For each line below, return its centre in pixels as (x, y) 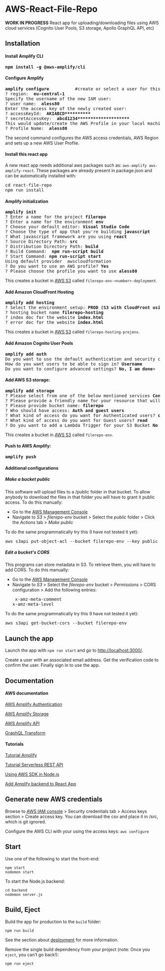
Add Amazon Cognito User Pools (39, 343)
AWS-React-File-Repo (51, 9)
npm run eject (20, 964)
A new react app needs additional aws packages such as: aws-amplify (76, 165)
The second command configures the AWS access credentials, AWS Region (82, 138)
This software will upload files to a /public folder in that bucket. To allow (78, 491)
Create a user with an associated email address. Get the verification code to (82, 660)
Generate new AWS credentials (54, 800)
